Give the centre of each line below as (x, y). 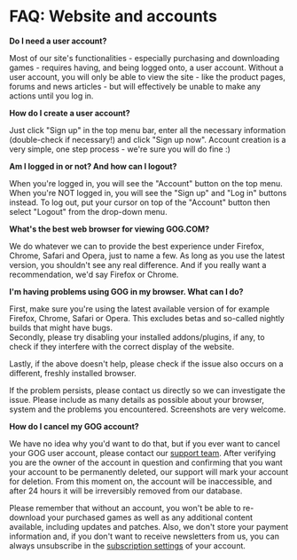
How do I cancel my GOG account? (74, 426)
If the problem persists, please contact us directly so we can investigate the (147, 390)
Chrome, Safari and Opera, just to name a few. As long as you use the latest (147, 256)
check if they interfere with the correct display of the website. (122, 346)
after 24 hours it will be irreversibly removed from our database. (126, 491)
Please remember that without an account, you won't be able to (125, 508)
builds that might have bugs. (61, 327)
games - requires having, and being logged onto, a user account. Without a (146, 67)
